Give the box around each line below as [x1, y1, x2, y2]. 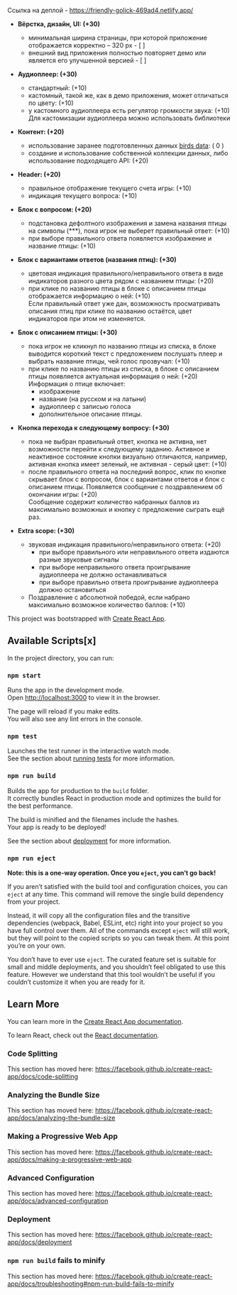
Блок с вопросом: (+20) [17, 205, 92, 214]
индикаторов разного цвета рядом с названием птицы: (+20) [28, 277, 214, 285]
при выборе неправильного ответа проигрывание [38, 563, 191, 571]
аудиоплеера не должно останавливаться [38, 571, 167, 579]
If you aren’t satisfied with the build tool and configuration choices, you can [7, 883, 228, 890]
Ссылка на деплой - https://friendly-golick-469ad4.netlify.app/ [7, 6, 194, 14]
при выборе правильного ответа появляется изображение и [28, 234, 212, 242]
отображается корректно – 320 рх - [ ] [28, 41, 145, 49]
